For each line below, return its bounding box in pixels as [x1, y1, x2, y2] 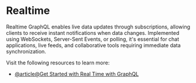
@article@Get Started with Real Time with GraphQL [14, 70, 139, 77]
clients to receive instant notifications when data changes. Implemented [6, 29, 180, 36]
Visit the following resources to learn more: [6, 59, 110, 66]
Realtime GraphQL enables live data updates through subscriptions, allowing [6, 23, 191, 30]
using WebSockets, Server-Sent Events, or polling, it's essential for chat [6, 35, 180, 42]
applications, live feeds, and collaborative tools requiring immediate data [6, 42, 181, 49]
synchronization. [6, 48, 47, 55]
